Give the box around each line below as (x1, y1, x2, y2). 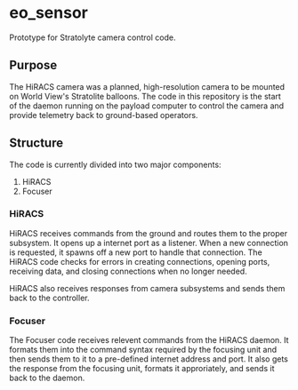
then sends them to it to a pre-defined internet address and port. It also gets (9, 354, 289, 364)
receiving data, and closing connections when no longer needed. (9, 266, 247, 276)
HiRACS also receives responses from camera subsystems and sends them (9, 283, 286, 293)
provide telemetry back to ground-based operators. (9, 109, 198, 120)
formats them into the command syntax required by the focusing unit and (9, 345, 278, 355)
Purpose (9, 58, 58, 73)
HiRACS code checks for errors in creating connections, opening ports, (9, 256, 270, 267)
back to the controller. (9, 292, 90, 303)
